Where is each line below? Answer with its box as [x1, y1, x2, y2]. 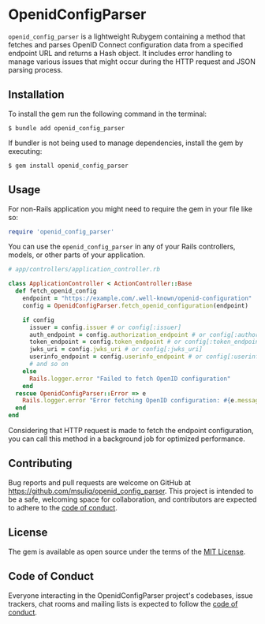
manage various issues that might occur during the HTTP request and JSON [8, 57, 256, 66]
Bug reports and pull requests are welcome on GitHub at [8, 477, 192, 487]
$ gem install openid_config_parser [8, 162, 129, 170]
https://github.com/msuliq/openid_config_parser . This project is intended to [8, 486, 254, 495]
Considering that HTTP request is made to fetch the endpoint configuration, [8, 426, 254, 435]
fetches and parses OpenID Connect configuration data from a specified [8, 39, 243, 49]
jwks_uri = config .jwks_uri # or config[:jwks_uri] [28, 346, 203, 353]
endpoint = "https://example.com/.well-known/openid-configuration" [22, 294, 252, 303]
